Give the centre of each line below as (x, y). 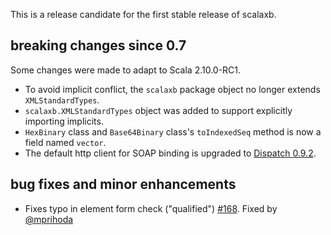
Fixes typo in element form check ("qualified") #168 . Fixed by (151, 208)
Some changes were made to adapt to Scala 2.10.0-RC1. (126, 70)
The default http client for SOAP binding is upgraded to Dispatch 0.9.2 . (170, 153)
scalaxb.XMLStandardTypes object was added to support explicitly (158, 110)
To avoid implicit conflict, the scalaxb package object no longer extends (172, 89)
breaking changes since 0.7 (98, 45)
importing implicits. (64, 121)
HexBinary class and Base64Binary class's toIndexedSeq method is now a (173, 131)
